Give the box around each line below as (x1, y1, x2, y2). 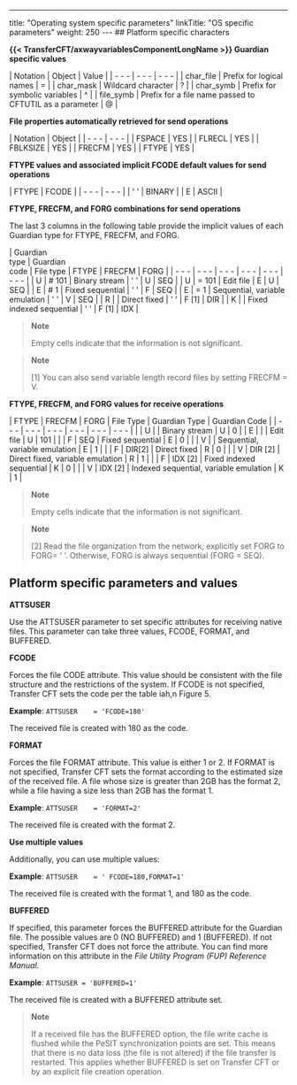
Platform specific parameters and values (9, 576, 239, 591)
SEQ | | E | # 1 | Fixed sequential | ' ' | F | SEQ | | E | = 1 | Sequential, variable (9, 285, 286, 295)
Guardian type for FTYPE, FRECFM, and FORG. (9, 230, 179, 240)
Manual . (9, 959, 40, 970)
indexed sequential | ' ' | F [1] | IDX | (9, 304, 139, 314)
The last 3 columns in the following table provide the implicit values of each (9, 220, 285, 231)
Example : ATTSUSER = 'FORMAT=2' (9, 802, 141, 812)
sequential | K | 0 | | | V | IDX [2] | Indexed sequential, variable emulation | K (9, 463, 285, 473)
